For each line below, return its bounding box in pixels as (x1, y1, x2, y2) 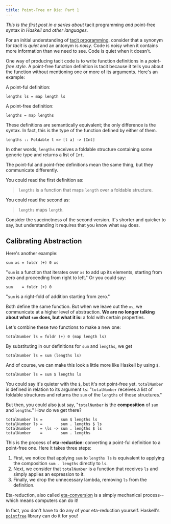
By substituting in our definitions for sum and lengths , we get (6, 343, 132, 349)
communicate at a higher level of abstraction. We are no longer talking (6, 309, 155, 315)
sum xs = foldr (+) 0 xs (6, 260, 59, 265)
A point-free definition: (6, 103, 54, 109)
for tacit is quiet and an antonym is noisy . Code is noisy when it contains (6, 42, 158, 49)
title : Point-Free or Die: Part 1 (6, 7, 80, 13)
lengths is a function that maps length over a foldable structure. (18, 186, 153, 193)
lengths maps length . (18, 206, 64, 213)
